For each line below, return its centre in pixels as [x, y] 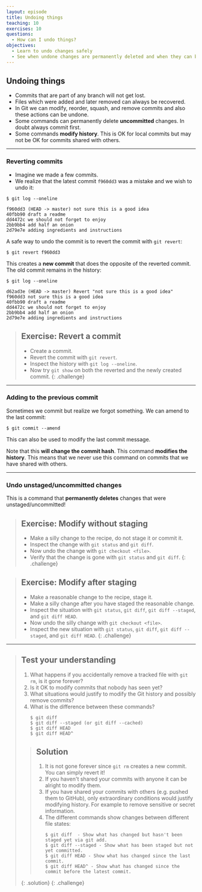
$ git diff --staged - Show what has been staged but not [119, 846]
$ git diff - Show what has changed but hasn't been [114, 835]
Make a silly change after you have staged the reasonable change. [112, 604]
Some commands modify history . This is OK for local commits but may [103, 134]
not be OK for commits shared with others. [68, 140]
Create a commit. [51, 351]
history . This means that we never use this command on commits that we [97, 457]
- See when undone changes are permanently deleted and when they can [102, 57]
